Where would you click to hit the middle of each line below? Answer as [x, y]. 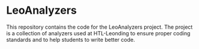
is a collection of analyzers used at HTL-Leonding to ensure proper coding [98, 33]
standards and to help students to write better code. [71, 39]
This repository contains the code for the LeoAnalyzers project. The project [99, 27]
